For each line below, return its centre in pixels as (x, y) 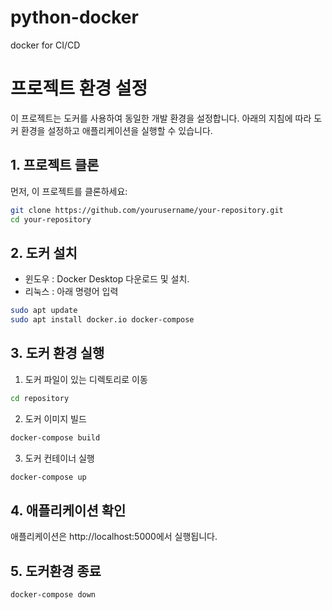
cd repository (40, 398)
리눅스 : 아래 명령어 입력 (71, 292)
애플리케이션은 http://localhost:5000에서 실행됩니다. (114, 537)
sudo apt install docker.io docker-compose (102, 320)
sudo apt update (44, 311)
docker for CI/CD (45, 45)
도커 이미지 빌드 (55, 418)
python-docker (74, 17)
